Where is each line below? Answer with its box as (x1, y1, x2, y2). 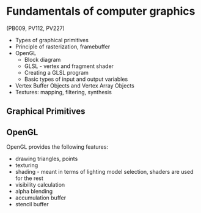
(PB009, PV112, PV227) (6, 24, 65, 32)
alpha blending (15, 188, 53, 195)
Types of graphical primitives (15, 36, 89, 43)
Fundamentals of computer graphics (6, 4, 196, 18)
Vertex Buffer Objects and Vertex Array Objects (15, 81, 134, 89)
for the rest (15, 174, 44, 182)
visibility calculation (15, 181, 65, 189)
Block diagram (24, 56, 61, 63)
